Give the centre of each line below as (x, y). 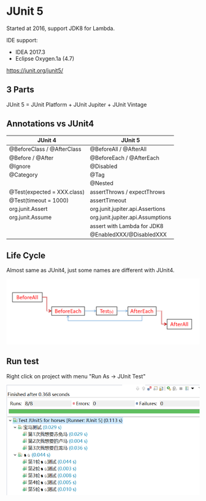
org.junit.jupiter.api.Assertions (128, 209)
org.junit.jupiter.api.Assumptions (131, 217)
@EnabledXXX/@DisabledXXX (128, 234)
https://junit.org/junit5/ (35, 70)
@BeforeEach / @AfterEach (124, 158)
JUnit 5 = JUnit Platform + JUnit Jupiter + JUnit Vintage (77, 104)
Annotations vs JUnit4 (50, 124)
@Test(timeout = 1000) (39, 200)
